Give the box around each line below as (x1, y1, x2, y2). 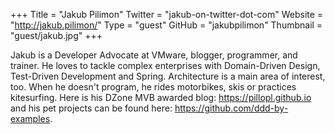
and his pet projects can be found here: (10, 102, 173, 114)
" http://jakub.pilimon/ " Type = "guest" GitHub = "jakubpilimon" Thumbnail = (10, 19, 323, 31)
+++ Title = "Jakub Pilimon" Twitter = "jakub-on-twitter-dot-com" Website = (10, 9, 324, 20)
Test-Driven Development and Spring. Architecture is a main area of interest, (10, 70, 326, 82)
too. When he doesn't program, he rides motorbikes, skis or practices (10, 81, 297, 93)
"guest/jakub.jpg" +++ (10, 30, 103, 41)
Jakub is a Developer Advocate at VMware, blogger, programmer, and (10, 49, 298, 61)
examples (10, 113, 51, 124)
